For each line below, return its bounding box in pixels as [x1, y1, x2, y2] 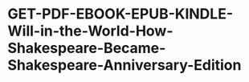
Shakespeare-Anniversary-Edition [7, 56, 242, 75]
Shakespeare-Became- [7, 39, 166, 57]
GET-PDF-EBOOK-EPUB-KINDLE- [7, 5, 234, 23]
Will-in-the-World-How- [7, 22, 173, 40]
